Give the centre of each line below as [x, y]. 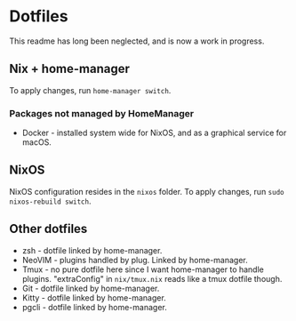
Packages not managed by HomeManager [101, 113]
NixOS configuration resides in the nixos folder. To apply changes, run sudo [147, 191]
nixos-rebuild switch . [50, 201]
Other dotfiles [48, 229]
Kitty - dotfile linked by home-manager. [94, 297]
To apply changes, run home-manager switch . [90, 90]
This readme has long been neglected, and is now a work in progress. [137, 41]
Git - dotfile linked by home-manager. [91, 288]
